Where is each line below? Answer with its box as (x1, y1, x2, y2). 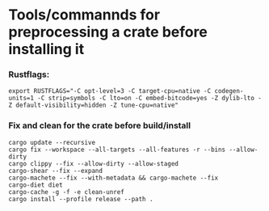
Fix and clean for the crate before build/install (8, 120, 191, 131)
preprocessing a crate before (8, 23, 208, 41)
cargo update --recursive (8, 138, 95, 146)
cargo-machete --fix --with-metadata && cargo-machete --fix (8, 174, 219, 182)
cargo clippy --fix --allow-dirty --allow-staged (8, 159, 179, 167)
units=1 (8, 95, 35, 103)
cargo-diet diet (8, 180, 63, 189)
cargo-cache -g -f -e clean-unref (8, 188, 125, 196)
